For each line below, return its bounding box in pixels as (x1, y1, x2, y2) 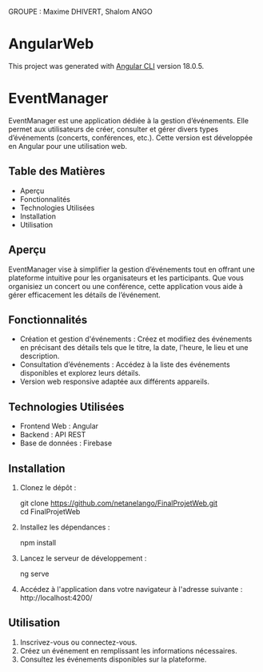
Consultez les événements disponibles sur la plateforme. (19, 654, 207, 664)
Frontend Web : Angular (19, 421, 98, 431)
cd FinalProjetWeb (19, 506, 81, 516)
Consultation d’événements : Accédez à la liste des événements (19, 360, 230, 369)
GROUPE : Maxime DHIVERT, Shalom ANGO (8, 7, 153, 16)
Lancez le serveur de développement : (19, 553, 147, 563)
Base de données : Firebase (19, 438, 113, 448)
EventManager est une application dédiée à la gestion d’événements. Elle (8, 115, 249, 125)
